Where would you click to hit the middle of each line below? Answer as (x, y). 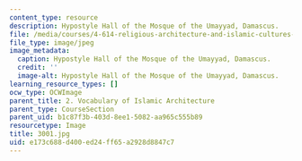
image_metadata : (40, 51)
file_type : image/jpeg (52, 42)
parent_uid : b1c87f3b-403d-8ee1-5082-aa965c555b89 (106, 117)
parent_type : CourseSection (62, 109)
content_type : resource (54, 17)
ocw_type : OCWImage (46, 92)
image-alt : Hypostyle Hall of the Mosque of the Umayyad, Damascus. (148, 76)
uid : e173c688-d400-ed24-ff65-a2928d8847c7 (92, 142)
